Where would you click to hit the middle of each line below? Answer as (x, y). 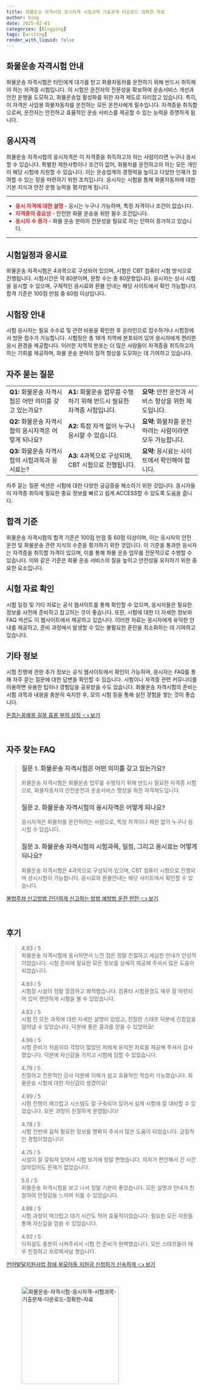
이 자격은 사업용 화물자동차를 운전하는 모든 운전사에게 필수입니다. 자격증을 (94, 104)
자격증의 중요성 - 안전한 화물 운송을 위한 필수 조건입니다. (82, 213)
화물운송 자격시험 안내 (45, 66)
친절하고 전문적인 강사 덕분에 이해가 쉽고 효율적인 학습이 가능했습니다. (104, 1075)
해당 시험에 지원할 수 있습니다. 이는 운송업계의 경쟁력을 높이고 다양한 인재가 (102, 172)
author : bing (23, 18)
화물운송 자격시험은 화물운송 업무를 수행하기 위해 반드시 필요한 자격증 (103, 783)
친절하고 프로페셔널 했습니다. (62, 1251)
